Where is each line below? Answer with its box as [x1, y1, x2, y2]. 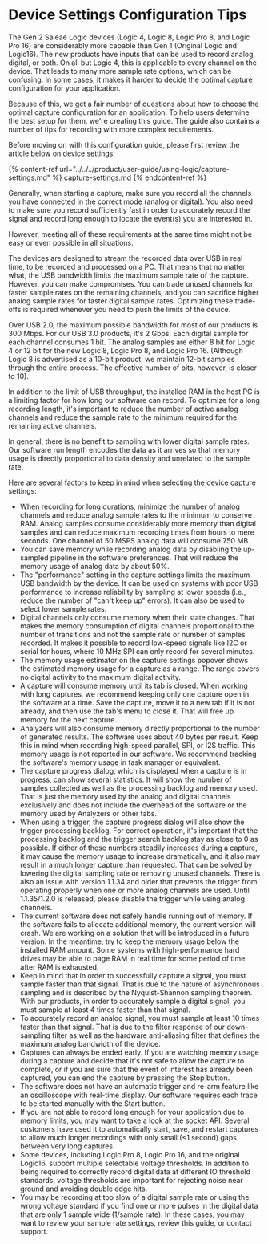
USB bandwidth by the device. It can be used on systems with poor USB [19, 578, 258, 587]
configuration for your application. [8, 83, 122, 93]
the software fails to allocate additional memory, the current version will [19, 919, 256, 929]
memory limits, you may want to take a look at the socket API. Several [19, 1116, 250, 1125]
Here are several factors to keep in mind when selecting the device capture [8, 478, 256, 487]
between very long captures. [19, 1141, 115, 1151]
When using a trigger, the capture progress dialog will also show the [19, 817, 245, 827]
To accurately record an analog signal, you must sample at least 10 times [19, 1013, 260, 1022]
